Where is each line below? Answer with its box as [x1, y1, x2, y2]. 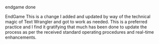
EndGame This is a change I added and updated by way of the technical [5, 14, 151, 19]
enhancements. [5, 34, 37, 40]
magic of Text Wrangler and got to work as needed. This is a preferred [5, 19, 148, 24]
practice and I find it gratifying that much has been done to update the [5, 24, 147, 30]
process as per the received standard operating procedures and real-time [5, 29, 154, 35]
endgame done [5, 4, 36, 10]
